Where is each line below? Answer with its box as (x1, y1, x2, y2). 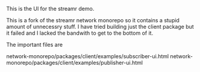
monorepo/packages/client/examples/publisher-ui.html (6, 59, 143, 66)
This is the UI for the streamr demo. (6, 5, 95, 12)
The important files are (6, 41, 63, 48)
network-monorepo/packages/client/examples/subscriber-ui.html (6, 53, 169, 59)
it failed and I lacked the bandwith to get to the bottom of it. (6, 29, 154, 37)
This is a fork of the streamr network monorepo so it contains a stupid (6, 17, 180, 23)
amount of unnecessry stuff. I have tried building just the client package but (6, 23, 194, 30)
